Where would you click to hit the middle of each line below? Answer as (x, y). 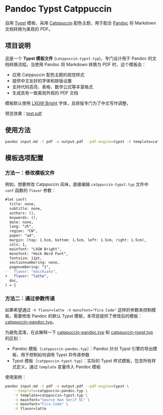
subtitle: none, (26, 208)
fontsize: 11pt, (26, 258)
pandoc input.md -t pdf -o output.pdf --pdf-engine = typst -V (68, 141)
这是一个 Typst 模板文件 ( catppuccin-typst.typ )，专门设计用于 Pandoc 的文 (81, 58)
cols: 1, (18, 245)
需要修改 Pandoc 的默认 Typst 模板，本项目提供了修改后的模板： (78, 316)
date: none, (22, 222)
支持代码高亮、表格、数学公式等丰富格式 (52, 87)
